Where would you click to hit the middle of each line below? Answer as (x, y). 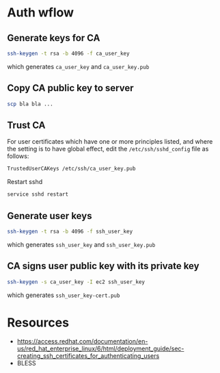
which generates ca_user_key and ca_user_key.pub (78, 66)
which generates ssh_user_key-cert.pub (64, 295)
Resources (38, 322)
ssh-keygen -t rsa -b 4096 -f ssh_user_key (70, 231)
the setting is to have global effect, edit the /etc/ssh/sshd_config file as (108, 149)
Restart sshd (25, 182)
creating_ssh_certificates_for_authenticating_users (88, 356)
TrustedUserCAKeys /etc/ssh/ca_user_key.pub (71, 169)
